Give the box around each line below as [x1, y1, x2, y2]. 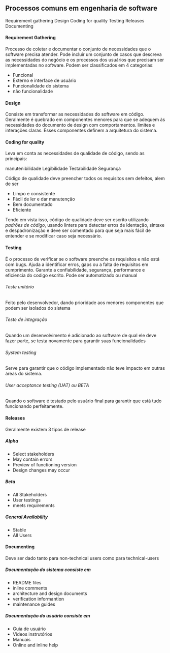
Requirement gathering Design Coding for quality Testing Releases [5, 17, 145, 23]
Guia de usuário [12, 626, 46, 632]
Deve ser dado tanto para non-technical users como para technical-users [5, 555, 159, 561]
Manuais [12, 636, 31, 642]
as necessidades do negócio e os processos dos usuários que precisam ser [5, 57, 164, 63]
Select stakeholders [12, 451, 54, 457]
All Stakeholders [12, 491, 47, 497]
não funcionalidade [12, 88, 53, 95]
